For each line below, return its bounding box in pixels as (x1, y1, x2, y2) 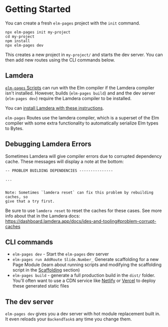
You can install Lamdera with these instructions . (5, 105, 104, 111)
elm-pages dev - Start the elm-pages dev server (12, 251, 109, 257)
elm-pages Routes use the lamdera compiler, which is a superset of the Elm (5, 114, 159, 120)
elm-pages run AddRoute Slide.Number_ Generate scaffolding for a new (12, 256, 159, 262)
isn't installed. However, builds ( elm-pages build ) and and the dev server (5, 90, 155, 96)
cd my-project (5, 34, 35, 39)
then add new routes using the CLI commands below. (5, 56, 115, 63)
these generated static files (12, 283, 69, 289)
